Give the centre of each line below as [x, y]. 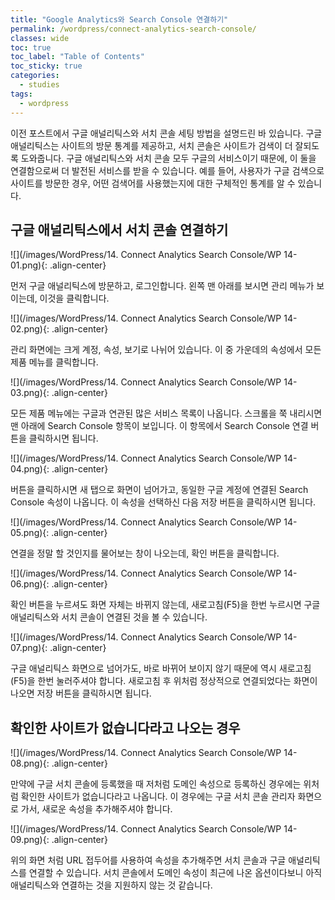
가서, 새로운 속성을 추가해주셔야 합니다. [96, 809]
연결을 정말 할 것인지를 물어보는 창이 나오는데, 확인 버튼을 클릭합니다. [145, 553]
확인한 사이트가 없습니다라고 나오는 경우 [125, 727]
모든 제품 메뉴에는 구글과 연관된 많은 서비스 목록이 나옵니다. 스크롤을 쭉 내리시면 [166, 413]
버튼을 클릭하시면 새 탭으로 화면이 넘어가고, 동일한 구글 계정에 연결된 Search [159, 490]
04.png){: [30, 469]
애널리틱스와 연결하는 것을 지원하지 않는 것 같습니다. [111, 885]
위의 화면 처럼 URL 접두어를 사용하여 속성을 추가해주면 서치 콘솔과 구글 [148, 860]
